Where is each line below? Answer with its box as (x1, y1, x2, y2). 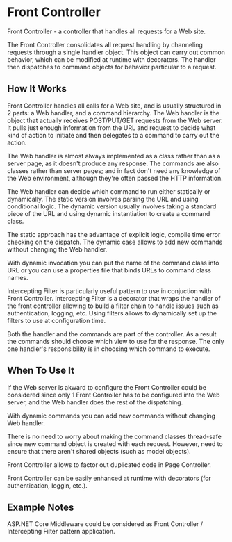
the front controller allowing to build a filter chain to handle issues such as (7, 302, 219, 310)
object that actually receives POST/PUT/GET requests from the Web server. (7, 116, 223, 124)
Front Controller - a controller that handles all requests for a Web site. (7, 27, 206, 35)
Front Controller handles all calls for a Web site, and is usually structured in (7, 101, 222, 110)
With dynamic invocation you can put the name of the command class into (7, 258, 219, 267)
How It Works (7, 83, 67, 95)
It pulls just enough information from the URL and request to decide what (7, 123, 216, 132)
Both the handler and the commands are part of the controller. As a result (7, 329, 217, 338)
